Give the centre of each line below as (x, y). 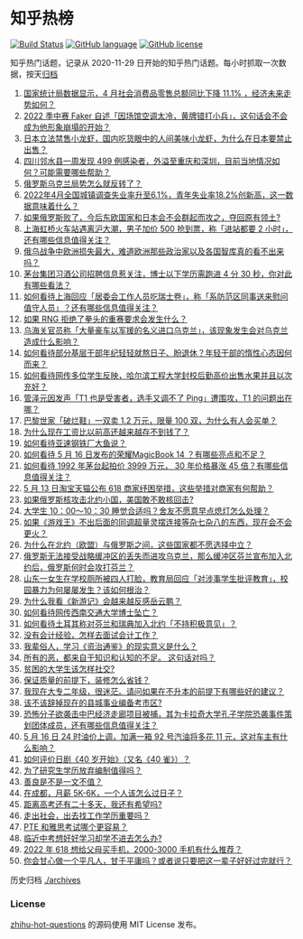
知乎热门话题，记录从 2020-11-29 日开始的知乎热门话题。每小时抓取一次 (144, 62)
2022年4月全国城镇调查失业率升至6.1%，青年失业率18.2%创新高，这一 (155, 194)
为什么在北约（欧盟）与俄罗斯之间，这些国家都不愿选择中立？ (138, 544)
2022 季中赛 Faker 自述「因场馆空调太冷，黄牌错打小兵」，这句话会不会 (155, 116)
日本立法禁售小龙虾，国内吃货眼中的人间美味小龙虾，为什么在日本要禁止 (157, 138)
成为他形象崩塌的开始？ (67, 126)
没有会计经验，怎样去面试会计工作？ (91, 635)
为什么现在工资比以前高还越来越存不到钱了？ (106, 432)
